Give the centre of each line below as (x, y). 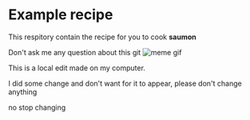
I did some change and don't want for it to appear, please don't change (125, 83)
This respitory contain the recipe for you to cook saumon (103, 37)
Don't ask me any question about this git (75, 52)
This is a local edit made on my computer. (77, 68)
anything (23, 92)
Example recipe (61, 15)
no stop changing (37, 107)
